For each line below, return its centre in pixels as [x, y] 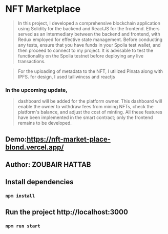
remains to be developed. [45, 123]
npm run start [23, 226]
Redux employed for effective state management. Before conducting [90, 40]
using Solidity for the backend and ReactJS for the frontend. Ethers [89, 28]
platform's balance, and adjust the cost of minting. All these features [90, 112]
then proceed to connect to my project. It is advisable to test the [86, 50]
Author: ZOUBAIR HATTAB [48, 165]
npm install [20, 196]
